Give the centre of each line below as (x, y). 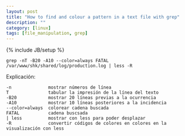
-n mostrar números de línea (59, 88)
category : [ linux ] (28, 28)
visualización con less (35, 129)
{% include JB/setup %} (35, 50)
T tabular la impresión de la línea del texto (83, 93)
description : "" (26, 22)
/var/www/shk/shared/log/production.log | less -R (69, 66)
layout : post (22, 11)
